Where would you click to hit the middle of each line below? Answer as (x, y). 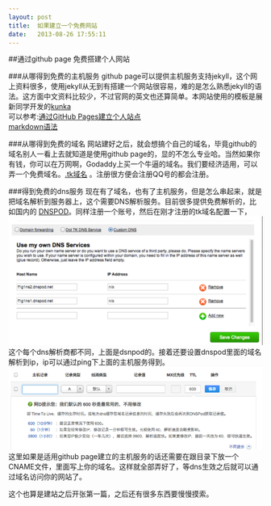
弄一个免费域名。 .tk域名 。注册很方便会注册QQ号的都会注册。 (111, 175)
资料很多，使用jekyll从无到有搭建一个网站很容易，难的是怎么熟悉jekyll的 (135, 86)
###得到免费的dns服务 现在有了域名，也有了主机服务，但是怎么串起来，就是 (135, 192)
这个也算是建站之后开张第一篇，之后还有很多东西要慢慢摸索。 (111, 494)
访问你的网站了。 (58, 477)
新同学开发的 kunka (40, 107)
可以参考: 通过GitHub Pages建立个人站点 (75, 116)
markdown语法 (33, 127)
